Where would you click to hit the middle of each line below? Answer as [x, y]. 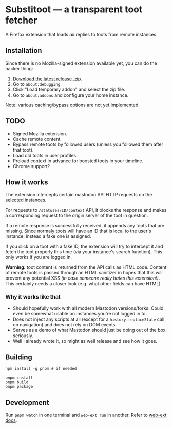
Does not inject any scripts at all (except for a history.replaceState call [89, 319]
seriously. [23, 336]
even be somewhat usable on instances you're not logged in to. [80, 313]
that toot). [23, 150]
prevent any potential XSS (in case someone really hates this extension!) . [83, 278]
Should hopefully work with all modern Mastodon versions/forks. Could [88, 308]
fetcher [21, 20]
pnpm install [19, 378]
